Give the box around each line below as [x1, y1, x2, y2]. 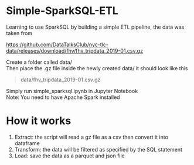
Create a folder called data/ [6, 59, 72, 66]
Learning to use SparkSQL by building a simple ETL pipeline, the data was [6, 23, 185, 30]
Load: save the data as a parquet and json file [14, 152, 125, 159]
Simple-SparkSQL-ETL [6, 4, 118, 18]
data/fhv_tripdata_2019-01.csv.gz [20, 76, 101, 83]
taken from [6, 29, 33, 36]
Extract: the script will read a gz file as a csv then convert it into [14, 133, 169, 140]
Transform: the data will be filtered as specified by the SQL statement [14, 146, 183, 153]
